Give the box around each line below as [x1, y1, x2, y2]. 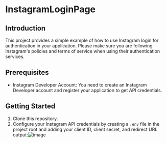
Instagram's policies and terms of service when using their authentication [5, 48, 160, 54]
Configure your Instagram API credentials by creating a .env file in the [12, 121, 160, 127]
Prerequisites [5, 68, 49, 77]
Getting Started [5, 102, 56, 110]
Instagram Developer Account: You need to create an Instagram [12, 81, 147, 88]
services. [5, 53, 25, 60]
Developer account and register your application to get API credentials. [12, 87, 162, 93]
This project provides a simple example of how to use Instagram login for [5, 37, 159, 43]
